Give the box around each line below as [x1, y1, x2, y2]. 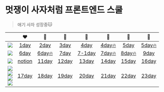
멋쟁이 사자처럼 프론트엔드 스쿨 [5, 4, 123, 16]
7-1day [77, 49, 96, 56]
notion [17, 57, 33, 64]
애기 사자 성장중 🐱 [17, 22, 53, 27]
